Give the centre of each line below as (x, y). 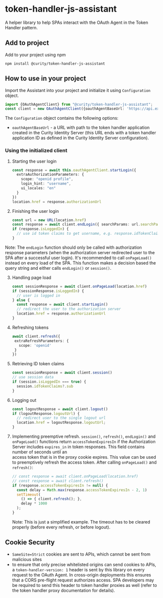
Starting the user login (34, 161)
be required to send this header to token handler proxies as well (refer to (84, 585)
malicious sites (27, 559)
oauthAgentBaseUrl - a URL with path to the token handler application (81, 128)
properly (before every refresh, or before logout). (61, 527)
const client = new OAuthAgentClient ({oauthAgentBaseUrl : (65, 109)
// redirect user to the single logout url (61, 418)
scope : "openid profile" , (47, 179)
